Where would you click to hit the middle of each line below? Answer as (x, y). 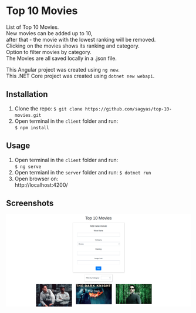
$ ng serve (28, 166)
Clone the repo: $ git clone (49, 108)
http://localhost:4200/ (41, 185)
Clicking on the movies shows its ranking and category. (73, 46)
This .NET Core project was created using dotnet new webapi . (80, 76)
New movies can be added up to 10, (49, 33)
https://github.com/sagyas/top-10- (128, 109)
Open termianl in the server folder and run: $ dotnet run (83, 172)
